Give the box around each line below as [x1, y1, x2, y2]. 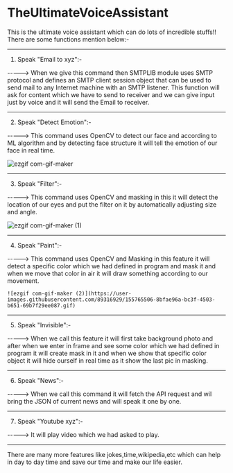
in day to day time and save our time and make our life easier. [7, 458, 182, 466]
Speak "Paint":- [17, 241, 62, 249]
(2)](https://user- [75, 290, 132, 297]
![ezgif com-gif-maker [7, 290, 73, 297]
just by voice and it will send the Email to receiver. [7, 98, 150, 106]
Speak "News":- [17, 376, 64, 384]
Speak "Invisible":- [17, 320, 71, 329]
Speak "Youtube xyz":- [17, 417, 83, 425]
